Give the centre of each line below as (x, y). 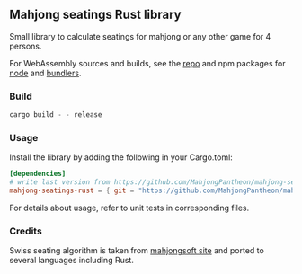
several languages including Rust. (72, 261)
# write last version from (60, 182)
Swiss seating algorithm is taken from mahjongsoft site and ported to (137, 251)
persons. (26, 46)
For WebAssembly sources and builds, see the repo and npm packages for (147, 63)
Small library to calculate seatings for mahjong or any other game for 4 (140, 36)
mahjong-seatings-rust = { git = (72, 191)
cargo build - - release (56, 115)
